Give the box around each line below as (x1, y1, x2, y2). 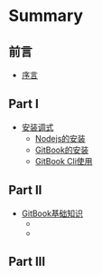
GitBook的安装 (34, 144, 89, 155)
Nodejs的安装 (34, 133, 87, 143)
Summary (8, 5, 83, 26)
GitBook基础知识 (21, 208, 83, 219)
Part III (8, 254, 46, 270)
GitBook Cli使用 (34, 155, 93, 166)
